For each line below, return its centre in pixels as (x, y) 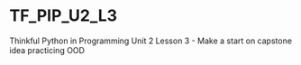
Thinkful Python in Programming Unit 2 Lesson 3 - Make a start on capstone (151, 41)
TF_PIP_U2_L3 (64, 16)
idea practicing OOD (47, 50)
